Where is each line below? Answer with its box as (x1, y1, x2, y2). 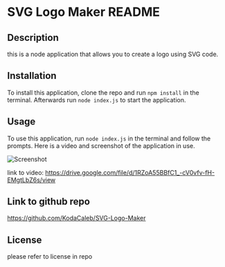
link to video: (7, 168, 44, 176)
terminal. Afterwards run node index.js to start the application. (7, 95, 186, 104)
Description (7, 32, 59, 44)
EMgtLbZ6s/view (7, 176, 56, 184)
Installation (7, 70, 57, 82)
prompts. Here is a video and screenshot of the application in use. (7, 141, 195, 149)
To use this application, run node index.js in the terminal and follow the (7, 134, 211, 142)
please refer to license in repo (7, 252, 93, 261)
